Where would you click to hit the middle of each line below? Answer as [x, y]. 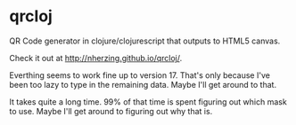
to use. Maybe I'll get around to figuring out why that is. [111, 111]
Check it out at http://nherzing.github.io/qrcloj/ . [96, 58]
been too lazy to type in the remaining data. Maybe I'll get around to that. [143, 84]
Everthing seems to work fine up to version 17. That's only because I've [140, 75]
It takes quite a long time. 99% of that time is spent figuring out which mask [148, 102]
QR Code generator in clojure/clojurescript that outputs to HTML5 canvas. [145, 41]
